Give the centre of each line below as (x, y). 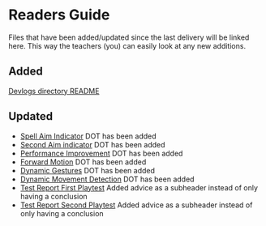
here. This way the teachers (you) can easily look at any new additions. (127, 45)
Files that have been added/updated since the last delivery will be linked (129, 37)
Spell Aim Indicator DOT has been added (88, 136)
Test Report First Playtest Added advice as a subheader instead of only (139, 187)
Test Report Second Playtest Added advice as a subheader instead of (136, 205)
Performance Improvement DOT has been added (101, 153)
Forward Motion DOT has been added (83, 162)
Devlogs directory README (54, 91)
